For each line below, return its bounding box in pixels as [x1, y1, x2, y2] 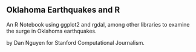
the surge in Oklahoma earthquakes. [6, 27, 97, 34]
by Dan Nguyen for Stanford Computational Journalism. [6, 39, 145, 46]
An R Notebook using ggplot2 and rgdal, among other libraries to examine [6, 21, 190, 28]
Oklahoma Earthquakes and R [6, 5, 120, 15]
